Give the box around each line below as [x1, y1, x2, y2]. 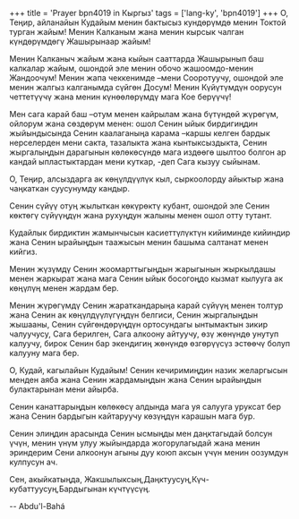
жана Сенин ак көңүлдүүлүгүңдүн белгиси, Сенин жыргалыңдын [9, 310, 259, 320]
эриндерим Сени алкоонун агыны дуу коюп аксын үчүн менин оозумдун [9, 447, 289, 457]
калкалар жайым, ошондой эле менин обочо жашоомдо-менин [9, 63, 253, 73]
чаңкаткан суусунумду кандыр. [9, 183, 130, 193]
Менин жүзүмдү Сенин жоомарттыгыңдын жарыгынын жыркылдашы [9, 264, 276, 274]
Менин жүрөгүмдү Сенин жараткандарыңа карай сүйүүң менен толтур [9, 300, 284, 311]
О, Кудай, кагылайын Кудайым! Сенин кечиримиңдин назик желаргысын [9, 365, 288, 375]
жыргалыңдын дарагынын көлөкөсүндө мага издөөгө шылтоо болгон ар [9, 147, 286, 157]
